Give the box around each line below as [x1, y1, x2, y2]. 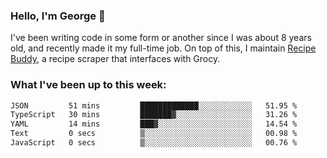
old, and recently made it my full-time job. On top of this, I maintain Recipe [10, 42, 317, 54]
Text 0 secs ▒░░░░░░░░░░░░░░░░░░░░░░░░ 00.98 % [10, 129, 298, 139]
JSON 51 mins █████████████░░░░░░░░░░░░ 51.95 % [10, 100, 298, 111]
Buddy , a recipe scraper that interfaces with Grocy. [10, 53, 221, 65]
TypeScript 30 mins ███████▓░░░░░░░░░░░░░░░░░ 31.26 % [10, 110, 298, 120]
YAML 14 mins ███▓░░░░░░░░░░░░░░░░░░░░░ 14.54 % [10, 119, 298, 129]
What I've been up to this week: [10, 78, 167, 92]
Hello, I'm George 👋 [10, 9, 106, 23]
